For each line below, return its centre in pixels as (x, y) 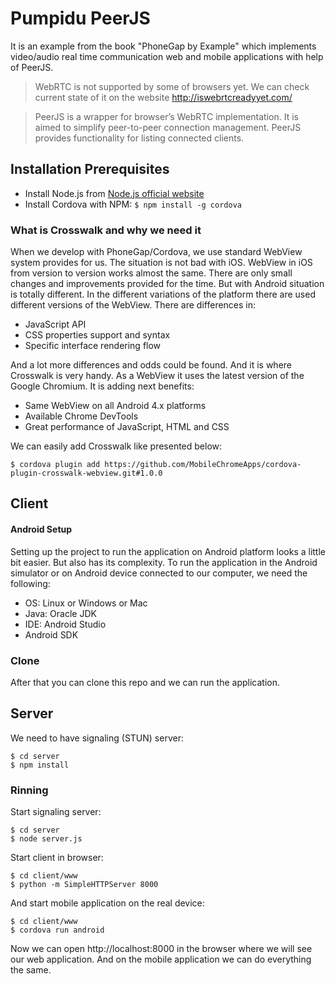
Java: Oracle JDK (60, 613)
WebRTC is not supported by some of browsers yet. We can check (172, 86)
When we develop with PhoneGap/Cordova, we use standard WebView (156, 252)
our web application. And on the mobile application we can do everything (161, 959)
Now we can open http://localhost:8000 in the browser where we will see (161, 949)
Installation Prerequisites (90, 169)
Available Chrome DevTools (81, 416)
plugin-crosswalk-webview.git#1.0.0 (86, 473)
